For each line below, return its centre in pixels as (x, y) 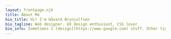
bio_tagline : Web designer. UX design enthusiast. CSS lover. (73, 24)
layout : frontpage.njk (29, 10)
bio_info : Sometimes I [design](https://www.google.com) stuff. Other (82, 29)
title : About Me (22, 15)
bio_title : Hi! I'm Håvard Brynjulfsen (48, 19)
